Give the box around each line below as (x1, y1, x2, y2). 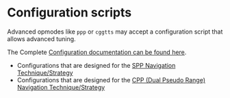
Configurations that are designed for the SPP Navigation (16, 61, 176, 69)
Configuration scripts (7, 5, 132, 21)
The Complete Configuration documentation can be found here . (7, 48, 187, 56)
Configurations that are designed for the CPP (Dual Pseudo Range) (16, 75, 206, 84)
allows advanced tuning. (7, 34, 77, 42)
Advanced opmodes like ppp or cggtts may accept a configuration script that (7, 27, 223, 36)
